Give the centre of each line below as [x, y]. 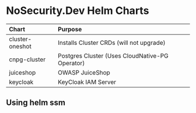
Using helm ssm [36, 103]
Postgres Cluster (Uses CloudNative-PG [113, 55]
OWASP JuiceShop [84, 72]
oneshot [20, 46]
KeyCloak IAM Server [87, 82]
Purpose [70, 29]
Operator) [71, 63]
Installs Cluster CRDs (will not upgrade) [112, 43]
